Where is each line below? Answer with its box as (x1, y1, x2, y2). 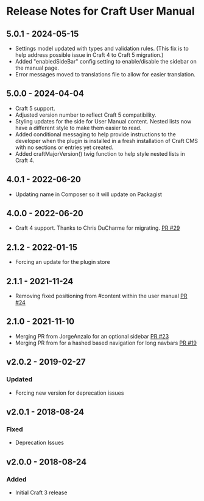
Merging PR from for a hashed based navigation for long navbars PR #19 (15, 339, 197, 346)
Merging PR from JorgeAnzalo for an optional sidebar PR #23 (15, 332, 169, 340)
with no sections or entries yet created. (15, 144, 114, 151)
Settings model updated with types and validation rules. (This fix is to (15, 45, 189, 52)
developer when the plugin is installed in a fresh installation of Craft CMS (15, 137, 199, 144)
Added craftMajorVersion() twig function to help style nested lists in (15, 150, 186, 157)
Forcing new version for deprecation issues (15, 389, 124, 397)
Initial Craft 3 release (15, 489, 68, 496)
